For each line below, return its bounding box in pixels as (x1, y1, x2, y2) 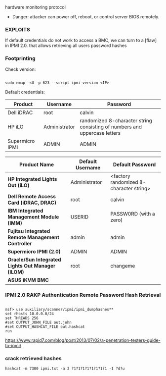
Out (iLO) (7, 182, 30, 189)
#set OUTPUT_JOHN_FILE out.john (5, 320, 72, 325)
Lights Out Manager (7, 262, 56, 269)
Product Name (19, 161, 54, 168)
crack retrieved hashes (5, 355, 62, 362)
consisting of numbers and (80, 123, 142, 130)
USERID (70, 213, 89, 220)
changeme (110, 262, 135, 269)
